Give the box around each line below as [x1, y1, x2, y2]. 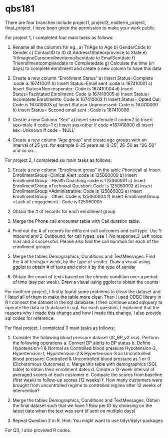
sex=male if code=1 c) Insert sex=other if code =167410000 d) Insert [12, 122, 153, 128]
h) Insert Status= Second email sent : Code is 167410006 [12, 107, 129, 113]
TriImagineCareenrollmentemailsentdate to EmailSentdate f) [12, 54, 135, 60]
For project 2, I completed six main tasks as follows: [5, 157, 112, 163]
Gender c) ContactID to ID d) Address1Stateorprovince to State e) [12, 49, 147, 55]
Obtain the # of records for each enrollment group [12, 208, 116, 214]
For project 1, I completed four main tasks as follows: [5, 34, 114, 40]
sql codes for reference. [5, 315, 55, 321]
